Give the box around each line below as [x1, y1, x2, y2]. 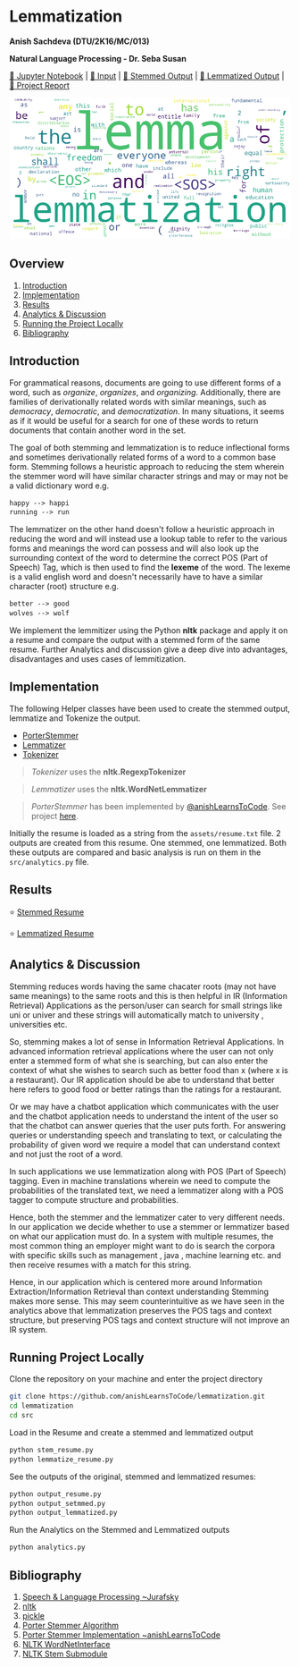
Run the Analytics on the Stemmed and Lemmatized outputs [9, 1525, 230, 1536]
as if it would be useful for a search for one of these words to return [9, 415, 259, 426]
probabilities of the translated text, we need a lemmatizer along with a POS [9, 1185, 284, 1196]
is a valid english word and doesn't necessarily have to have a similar [9, 571, 263, 582]
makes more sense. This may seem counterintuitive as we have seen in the [9, 1295, 285, 1307]
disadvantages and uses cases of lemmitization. [9, 654, 187, 664]
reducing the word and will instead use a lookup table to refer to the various [9, 534, 287, 545]
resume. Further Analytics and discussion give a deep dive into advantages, [9, 644, 288, 655]
